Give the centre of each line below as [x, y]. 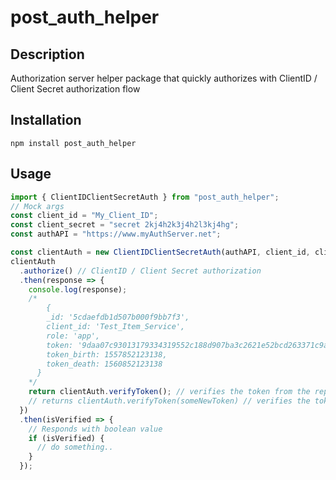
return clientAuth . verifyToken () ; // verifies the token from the [169, 392]
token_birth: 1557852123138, [107, 354]
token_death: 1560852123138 [104, 364]
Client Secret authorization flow [75, 89]
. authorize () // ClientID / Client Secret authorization [140, 271]
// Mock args [37, 206]
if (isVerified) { [66, 438]
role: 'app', [73, 336]
